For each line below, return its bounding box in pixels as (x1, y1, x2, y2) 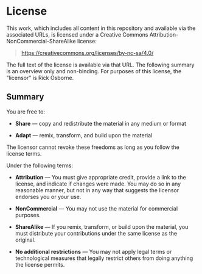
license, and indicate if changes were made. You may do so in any (15, 180, 181, 187)
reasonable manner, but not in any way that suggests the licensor (15, 186, 179, 193)
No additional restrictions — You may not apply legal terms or (15, 248, 172, 255)
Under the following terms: (6, 162, 74, 169)
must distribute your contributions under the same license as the (15, 229, 178, 237)
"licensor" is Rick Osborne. (6, 74, 74, 81)
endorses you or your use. (15, 193, 82, 200)
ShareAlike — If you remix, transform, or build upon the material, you (15, 223, 189, 230)
